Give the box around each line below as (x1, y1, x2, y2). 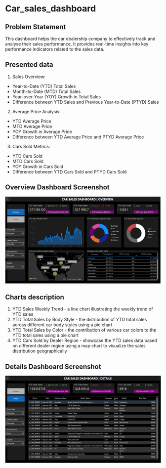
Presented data (5, 60, 53, 69)
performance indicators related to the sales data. (5, 46, 105, 52)
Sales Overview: (12, 74, 46, 80)
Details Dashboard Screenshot (5, 362, 101, 371)
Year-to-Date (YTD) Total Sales (12, 83, 76, 89)
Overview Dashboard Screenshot (5, 183, 110, 192)
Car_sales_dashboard (5, 3, 96, 14)
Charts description (5, 293, 64, 301)
